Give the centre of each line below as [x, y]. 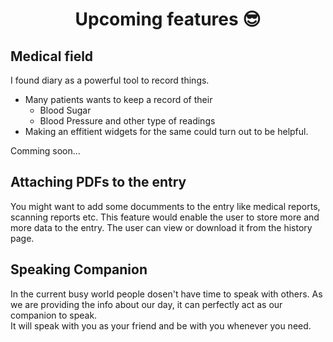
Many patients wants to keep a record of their [118, 99]
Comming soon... [45, 151]
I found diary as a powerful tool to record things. [110, 80]
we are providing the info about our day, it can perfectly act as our [146, 304]
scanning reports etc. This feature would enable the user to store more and [165, 217]
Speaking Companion [79, 269]
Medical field [52, 56]
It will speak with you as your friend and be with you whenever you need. [161, 325]
